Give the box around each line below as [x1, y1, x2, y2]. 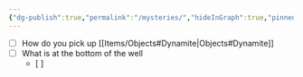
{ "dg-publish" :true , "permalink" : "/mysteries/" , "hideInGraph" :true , [8, 13, 269, 22]
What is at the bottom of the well [21, 47, 144, 58]
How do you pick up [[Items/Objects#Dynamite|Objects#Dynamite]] [21, 38, 275, 48]
